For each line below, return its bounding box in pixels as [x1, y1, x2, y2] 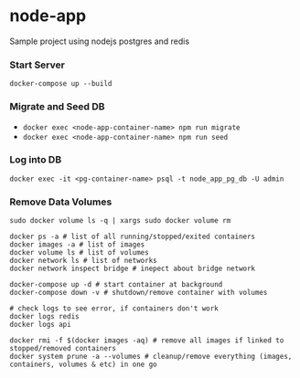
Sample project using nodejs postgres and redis [9, 36, 190, 47]
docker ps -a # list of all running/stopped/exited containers [9, 232, 256, 242]
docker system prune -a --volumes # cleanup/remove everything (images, [9, 352, 293, 362]
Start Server [9, 58, 66, 71]
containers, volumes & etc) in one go [9, 360, 157, 370]
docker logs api [9, 320, 71, 330]
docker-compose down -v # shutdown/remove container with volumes [9, 289, 268, 298]
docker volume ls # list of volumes [9, 248, 149, 257]
